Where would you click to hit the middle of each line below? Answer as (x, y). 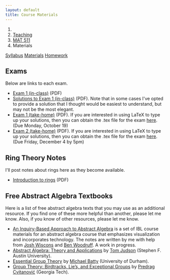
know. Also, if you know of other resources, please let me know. (72, 219)
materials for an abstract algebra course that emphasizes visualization (86, 234)
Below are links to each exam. (37, 83)
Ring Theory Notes (36, 158)
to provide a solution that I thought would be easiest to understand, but (87, 104)
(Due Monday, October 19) (40, 126)
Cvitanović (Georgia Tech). (41, 272)
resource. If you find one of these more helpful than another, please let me (83, 213)
